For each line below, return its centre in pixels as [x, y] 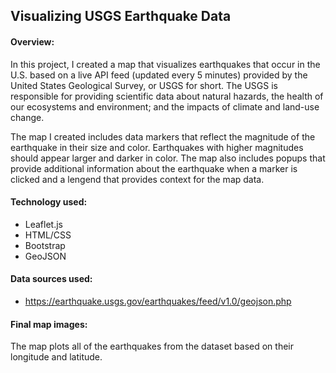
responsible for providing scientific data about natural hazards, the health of [167, 96]
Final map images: [49, 324]
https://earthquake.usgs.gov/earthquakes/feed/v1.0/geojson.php [158, 301]
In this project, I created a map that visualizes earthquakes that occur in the [165, 64]
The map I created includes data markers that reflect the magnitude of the [163, 136]
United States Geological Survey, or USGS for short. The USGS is [144, 85]
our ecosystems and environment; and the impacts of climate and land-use [165, 106]
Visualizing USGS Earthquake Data [121, 16]
